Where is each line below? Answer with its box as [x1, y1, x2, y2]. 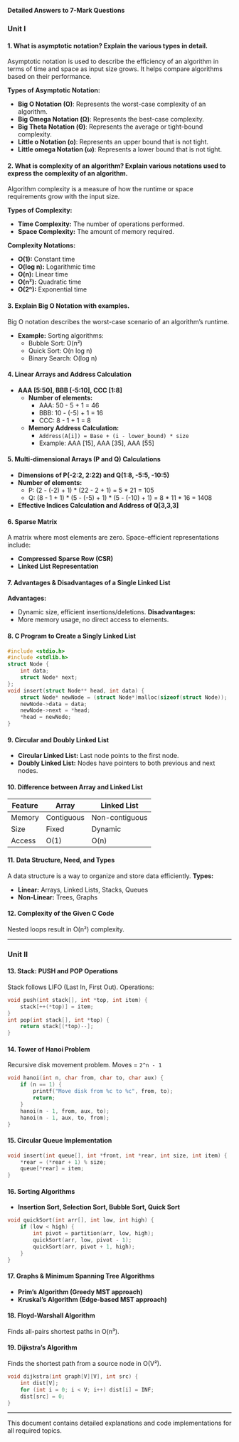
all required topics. [7, 1426, 62, 1435]
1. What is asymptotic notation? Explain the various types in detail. [7, 41, 208, 50]
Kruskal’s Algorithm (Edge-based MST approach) [17, 1295, 167, 1303]
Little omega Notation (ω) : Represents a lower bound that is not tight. [17, 145, 223, 154]
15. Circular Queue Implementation [7, 1136, 112, 1145]
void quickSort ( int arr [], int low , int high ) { [7, 1217, 154, 1224]
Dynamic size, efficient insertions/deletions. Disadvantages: [17, 608, 196, 616]
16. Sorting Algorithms [7, 1187, 75, 1195]
